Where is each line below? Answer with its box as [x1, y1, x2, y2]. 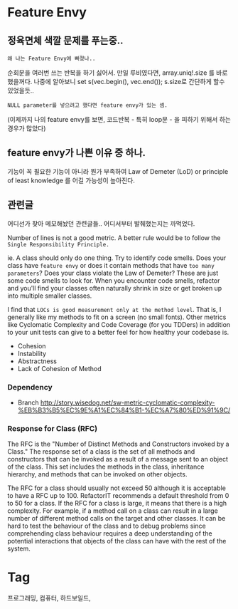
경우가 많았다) [7, 124, 46, 132]
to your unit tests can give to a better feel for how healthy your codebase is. [7, 328, 229, 336]
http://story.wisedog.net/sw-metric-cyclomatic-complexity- [40, 398, 215, 407]
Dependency [7, 382, 53, 392]
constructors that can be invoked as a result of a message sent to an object [7, 455, 229, 464]
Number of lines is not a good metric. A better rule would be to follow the [7, 233, 221, 242]
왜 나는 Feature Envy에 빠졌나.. [7, 55, 96, 62]
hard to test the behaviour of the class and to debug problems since [7, 521, 206, 531]
